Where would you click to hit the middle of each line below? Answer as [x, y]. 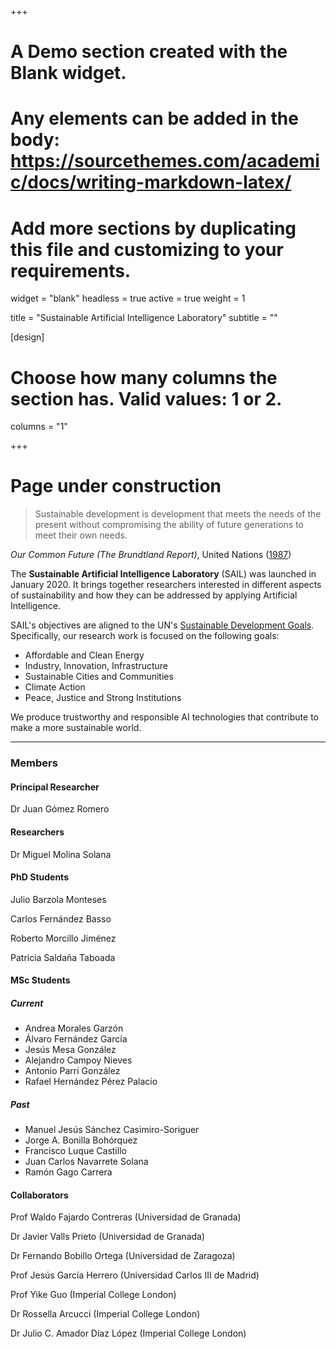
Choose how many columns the [144, 377]
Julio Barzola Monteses [58, 899]
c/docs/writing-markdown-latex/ [151, 182]
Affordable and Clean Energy [84, 655]
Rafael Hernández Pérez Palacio [91, 1082]
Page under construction [116, 486]
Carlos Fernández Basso [61, 918]
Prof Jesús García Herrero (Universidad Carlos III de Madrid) [135, 1275]
